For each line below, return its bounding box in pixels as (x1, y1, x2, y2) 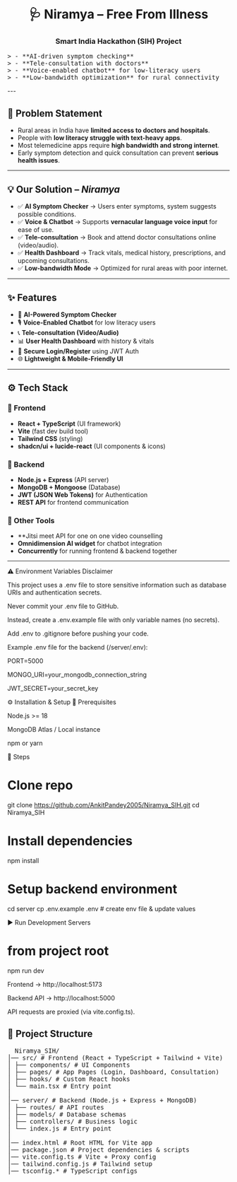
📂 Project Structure (7, 1028, 93, 1040)
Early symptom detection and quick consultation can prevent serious (17, 148, 219, 157)
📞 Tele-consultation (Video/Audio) (17, 328, 119, 337)
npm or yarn (7, 739, 44, 747)
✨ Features (7, 291, 57, 303)
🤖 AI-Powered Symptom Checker (17, 310, 117, 319)
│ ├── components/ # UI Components (7, 1060, 130, 1069)
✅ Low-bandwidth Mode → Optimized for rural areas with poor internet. (17, 264, 228, 273)
